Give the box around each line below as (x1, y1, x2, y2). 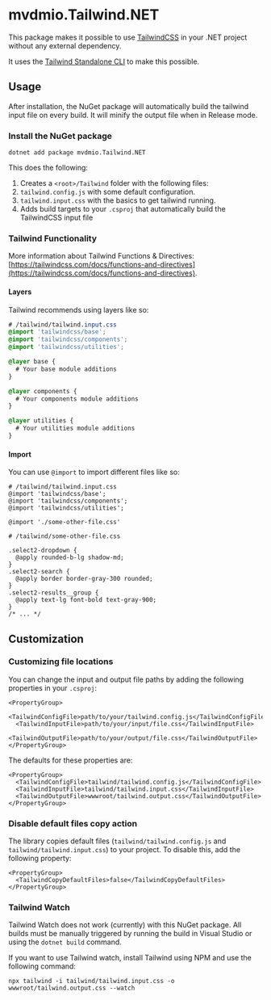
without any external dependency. (8, 40, 122, 50)
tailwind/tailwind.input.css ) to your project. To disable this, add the (8, 845, 240, 855)
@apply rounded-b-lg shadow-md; (15, 553, 125, 562)
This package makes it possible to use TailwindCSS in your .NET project (8, 32, 248, 42)
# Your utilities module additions (15, 424, 135, 433)
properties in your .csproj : (8, 683, 97, 692)
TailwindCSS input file (19, 212, 94, 223)
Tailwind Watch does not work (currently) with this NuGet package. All (8, 920, 242, 930)
